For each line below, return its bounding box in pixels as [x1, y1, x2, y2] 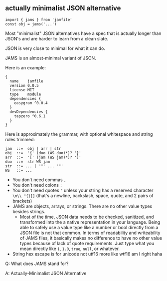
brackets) [12, 198, 32, 204]
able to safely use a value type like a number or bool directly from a [19, 224, 159, 230]
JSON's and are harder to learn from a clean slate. [5, 35, 109, 41]
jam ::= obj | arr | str [5, 146, 61, 151]
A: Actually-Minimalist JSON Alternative [5, 270, 87, 276]
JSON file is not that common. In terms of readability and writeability [19, 230, 161, 236]
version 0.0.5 [9, 83, 39, 88]
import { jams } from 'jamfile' [5, 17, 72, 22]
